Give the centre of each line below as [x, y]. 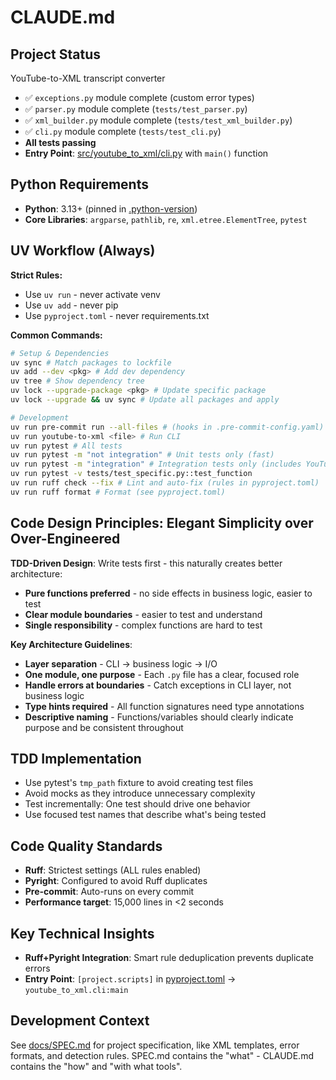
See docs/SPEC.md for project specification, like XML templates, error [155, 1045]
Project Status [56, 54]
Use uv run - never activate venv [92, 294]
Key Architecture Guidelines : [71, 644]
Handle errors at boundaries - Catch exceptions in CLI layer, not [158, 685]
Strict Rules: [36, 275]
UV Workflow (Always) [83, 251]
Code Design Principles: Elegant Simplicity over [162, 523]
